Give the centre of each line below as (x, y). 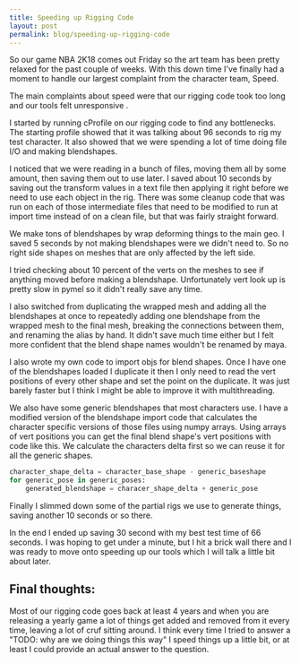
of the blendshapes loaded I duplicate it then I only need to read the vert (142, 372)
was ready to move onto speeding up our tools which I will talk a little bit (142, 551)
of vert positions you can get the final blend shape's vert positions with (140, 436)
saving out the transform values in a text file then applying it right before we (149, 188)
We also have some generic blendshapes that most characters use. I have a (149, 408)
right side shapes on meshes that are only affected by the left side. (133, 253)
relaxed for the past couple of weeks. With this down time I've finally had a (147, 69)
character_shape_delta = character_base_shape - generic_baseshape (138, 472)
